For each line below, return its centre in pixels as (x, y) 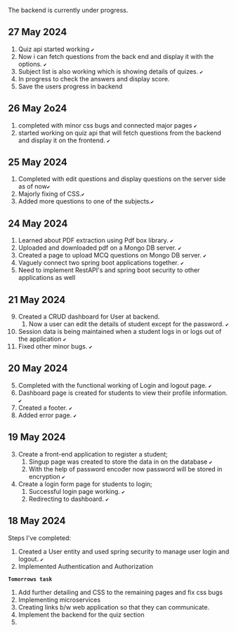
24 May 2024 (38, 223)
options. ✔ (32, 64)
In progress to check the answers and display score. (94, 79)
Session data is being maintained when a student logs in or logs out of (120, 332)
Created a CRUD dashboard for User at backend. (89, 317)
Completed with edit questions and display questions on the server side (122, 179)
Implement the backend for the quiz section (81, 614)
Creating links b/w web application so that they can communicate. (114, 607)
